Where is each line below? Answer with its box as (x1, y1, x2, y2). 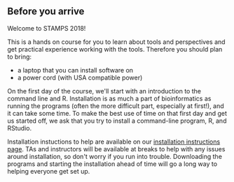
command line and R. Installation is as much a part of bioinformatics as (7, 94, 212, 103)
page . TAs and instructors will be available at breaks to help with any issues (7, 144, 226, 153)
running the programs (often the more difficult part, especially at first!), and (7, 101, 224, 110)
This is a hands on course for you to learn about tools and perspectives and (7, 38, 226, 46)
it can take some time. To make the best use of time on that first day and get (7, 109, 228, 117)
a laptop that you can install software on (17, 66, 134, 74)
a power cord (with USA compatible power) (17, 73, 143, 82)
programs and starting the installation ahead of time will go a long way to (7, 160, 218, 168)
